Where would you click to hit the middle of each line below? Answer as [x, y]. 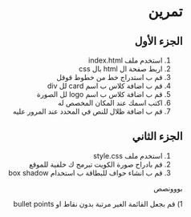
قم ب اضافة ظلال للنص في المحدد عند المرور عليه [87, 111]
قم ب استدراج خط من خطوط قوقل [110, 77]
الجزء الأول [158, 41]
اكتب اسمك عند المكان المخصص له [110, 103]
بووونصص [168, 188]
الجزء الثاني [157, 137]
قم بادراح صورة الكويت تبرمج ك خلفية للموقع [95, 164]
